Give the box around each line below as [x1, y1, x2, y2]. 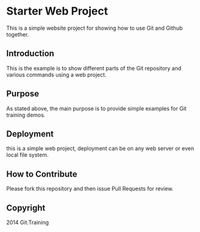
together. [6, 30, 29, 38]
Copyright [6, 202, 46, 213]
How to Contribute [6, 169, 78, 179]
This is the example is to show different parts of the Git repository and [6, 64, 182, 72]
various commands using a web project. [6, 71, 107, 78]
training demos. [6, 111, 46, 118]
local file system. [6, 151, 49, 159]
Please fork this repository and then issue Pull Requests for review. [6, 185, 174, 193]
